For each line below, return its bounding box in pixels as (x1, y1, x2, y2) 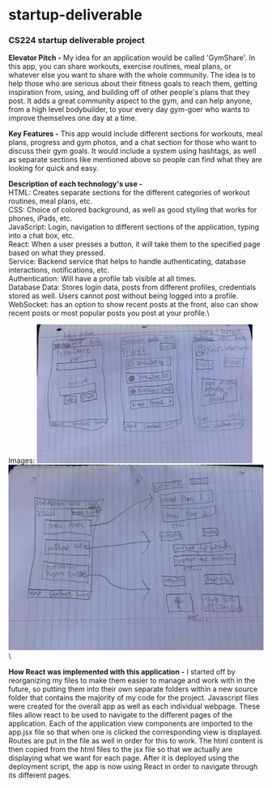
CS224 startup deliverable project (8, 35, 146, 46)
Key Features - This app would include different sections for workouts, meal (8, 129, 263, 139)
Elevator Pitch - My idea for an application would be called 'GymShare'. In (8, 53, 256, 62)
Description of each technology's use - (8, 179, 143, 189)
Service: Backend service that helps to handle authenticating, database (8, 257, 247, 267)
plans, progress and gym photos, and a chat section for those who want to (8, 138, 257, 148)
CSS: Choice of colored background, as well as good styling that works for (8, 205, 257, 215)
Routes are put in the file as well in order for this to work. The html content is (8, 736, 263, 746)
